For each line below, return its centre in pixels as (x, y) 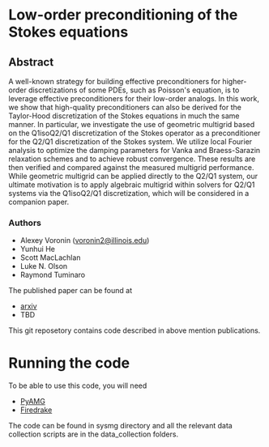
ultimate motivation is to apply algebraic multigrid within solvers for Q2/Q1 (132, 185)
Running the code (69, 363)
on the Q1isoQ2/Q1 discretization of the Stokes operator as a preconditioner (134, 133)
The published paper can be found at (70, 291)
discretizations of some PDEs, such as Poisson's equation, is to (134, 90)
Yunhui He (37, 249)
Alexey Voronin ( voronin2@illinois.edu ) (85, 241)
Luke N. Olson (44, 266)
